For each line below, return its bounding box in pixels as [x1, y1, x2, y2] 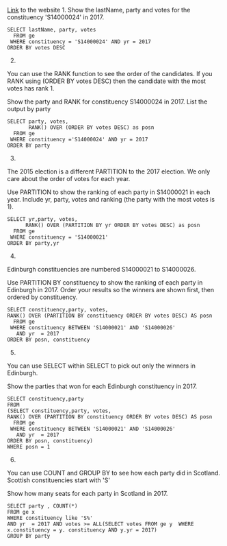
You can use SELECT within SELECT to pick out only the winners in [7, 361, 196, 370]
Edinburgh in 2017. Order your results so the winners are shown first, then [7, 286, 214, 294]
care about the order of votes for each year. [7, 175, 131, 182]
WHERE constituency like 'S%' [7, 514, 94, 521]
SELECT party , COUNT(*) [7, 503, 78, 510]
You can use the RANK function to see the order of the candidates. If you [7, 70, 213, 78]
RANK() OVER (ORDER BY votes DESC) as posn [28, 124, 155, 131]
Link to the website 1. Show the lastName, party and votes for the [7, 6, 191, 14]
